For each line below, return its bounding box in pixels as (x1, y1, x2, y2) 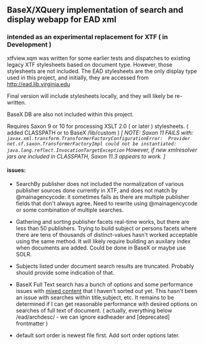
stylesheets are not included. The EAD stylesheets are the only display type (7, 67, 197, 75)
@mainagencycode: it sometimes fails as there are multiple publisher (15, 193, 189, 201)
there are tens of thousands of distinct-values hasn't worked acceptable (15, 231, 198, 238)
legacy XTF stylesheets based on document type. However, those (7, 61, 173, 68)
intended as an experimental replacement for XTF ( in (7, 33, 169, 42)
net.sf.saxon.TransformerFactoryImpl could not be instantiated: (7, 141, 177, 147)
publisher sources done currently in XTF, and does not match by (15, 187, 178, 194)
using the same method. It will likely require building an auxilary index (15, 237, 191, 245)
